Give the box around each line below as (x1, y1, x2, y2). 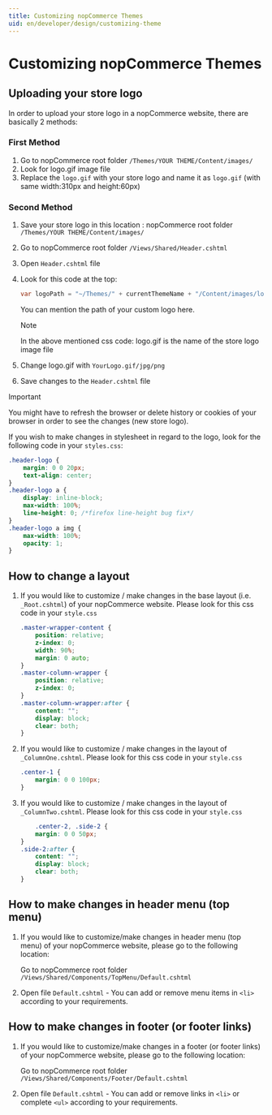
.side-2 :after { (19, 845, 76, 853)
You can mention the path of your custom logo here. (19, 304, 195, 314)
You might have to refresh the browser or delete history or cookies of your (8, 407, 257, 417)
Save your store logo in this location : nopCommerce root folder (19, 220, 233, 230)
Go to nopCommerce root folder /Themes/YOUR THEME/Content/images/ (19, 155, 253, 165)
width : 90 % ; (35, 646, 76, 654)
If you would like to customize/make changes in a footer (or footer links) (19, 1041, 261, 1051)
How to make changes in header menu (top (8, 898, 230, 911)
